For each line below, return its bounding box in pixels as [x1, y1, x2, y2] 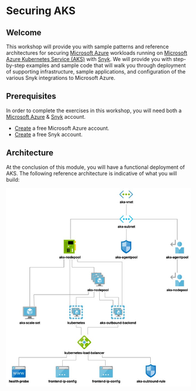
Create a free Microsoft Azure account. [14, 125, 110, 132]
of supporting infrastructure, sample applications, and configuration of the [6, 68, 186, 75]
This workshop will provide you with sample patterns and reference [6, 43, 169, 50]
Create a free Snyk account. [14, 131, 83, 138]
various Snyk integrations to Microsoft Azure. [6, 75, 116, 81]
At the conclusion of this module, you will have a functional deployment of [6, 163, 185, 171]
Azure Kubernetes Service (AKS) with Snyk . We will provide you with [6, 56, 172, 62]
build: [6, 176, 20, 183]
